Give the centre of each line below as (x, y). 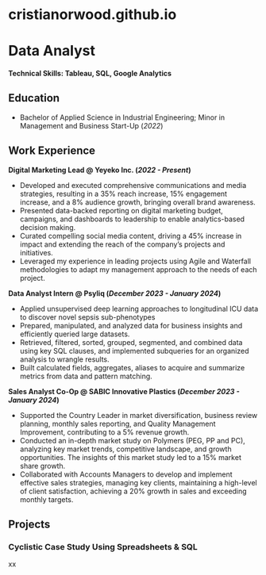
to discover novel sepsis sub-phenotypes (87, 317)
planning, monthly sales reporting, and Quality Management (118, 424)
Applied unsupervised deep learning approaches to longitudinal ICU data (139, 309)
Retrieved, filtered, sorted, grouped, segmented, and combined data (131, 342)
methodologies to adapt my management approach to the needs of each (138, 269)
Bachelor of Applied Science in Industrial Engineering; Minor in (122, 117)
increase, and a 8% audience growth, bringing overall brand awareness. (137, 202)
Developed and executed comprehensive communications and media (133, 185)
